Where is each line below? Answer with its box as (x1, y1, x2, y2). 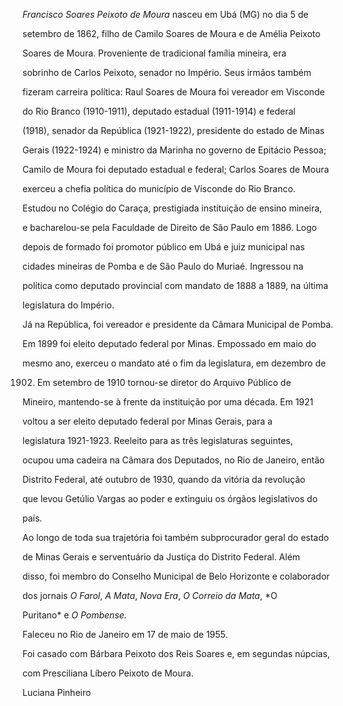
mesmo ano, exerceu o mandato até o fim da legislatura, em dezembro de (22, 357, 327, 369)
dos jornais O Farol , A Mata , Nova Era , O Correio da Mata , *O (22, 590, 278, 601)
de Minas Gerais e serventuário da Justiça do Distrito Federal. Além (22, 551, 301, 563)
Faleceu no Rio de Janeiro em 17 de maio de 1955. (22, 629, 229, 640)
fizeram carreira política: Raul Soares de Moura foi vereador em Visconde (22, 86, 325, 98)
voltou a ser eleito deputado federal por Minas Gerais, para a (22, 415, 273, 427)
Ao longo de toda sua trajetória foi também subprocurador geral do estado (22, 532, 330, 543)
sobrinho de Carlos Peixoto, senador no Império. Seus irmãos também (22, 67, 312, 78)
